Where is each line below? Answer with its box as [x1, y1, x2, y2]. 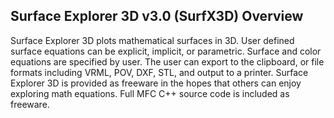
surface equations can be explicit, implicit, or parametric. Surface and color [10, 45, 322, 57]
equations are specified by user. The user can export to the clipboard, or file [10, 55, 325, 68]
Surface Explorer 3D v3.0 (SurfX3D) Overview [10, 8, 304, 25]
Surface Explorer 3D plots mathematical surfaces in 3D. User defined [10, 34, 295, 46]
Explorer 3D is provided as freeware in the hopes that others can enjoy [10, 77, 302, 89]
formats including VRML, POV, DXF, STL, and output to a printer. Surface [10, 66, 309, 78]
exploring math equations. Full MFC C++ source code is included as [10, 87, 290, 99]
